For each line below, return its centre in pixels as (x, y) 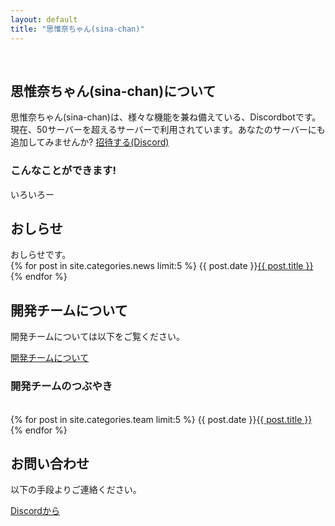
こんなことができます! (63, 171)
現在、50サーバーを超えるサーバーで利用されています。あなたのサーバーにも (168, 130)
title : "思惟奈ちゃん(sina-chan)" (77, 29)
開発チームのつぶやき (61, 386)
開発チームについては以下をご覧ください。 (97, 337)
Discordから (35, 511)
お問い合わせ (50, 463)
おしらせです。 (41, 255)
